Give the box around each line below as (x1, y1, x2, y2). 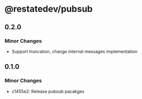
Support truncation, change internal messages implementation (11, 48, 138, 54)
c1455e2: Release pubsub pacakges (11, 88, 85, 94)
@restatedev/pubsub (4, 3, 93, 15)
